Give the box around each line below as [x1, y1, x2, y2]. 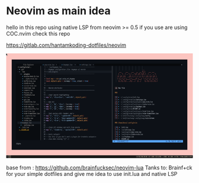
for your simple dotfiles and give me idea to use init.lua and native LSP [6, 170, 178, 177]
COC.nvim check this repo [6, 30, 70, 37]
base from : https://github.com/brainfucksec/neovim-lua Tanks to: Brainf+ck [6, 164, 192, 171]
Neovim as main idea [6, 4, 111, 18]
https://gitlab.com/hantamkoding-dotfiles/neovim [6, 41, 126, 49]
